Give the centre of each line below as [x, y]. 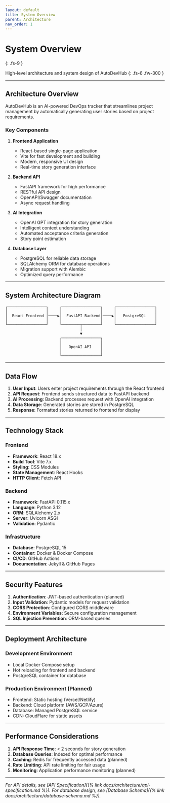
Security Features [34, 584]
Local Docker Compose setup [44, 664]
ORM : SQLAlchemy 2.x [36, 513]
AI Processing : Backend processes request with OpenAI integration [83, 399]
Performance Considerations [52, 737]
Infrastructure [23, 537]
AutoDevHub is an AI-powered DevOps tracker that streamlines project [79, 106]
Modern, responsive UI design [52, 162]
